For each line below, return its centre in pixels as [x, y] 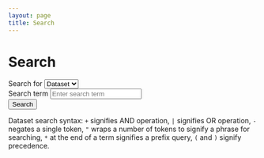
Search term [28, 94]
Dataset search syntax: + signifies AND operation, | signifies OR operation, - [132, 121]
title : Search [32, 23]
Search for [25, 84]
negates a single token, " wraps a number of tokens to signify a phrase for [129, 129]
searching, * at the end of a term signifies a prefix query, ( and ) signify [125, 137]
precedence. [29, 146]
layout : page [30, 15]
